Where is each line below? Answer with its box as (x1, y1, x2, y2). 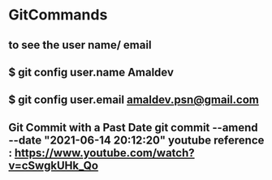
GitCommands (8, 6, 108, 24)
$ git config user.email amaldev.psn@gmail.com (8, 93, 260, 107)
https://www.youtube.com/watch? (15, 146, 195, 160)
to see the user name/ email (8, 38, 152, 52)
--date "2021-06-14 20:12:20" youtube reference (8, 133, 265, 147)
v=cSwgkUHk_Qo (8, 158, 99, 172)
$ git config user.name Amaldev (8, 65, 175, 79)
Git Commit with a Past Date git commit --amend (8, 120, 258, 135)
